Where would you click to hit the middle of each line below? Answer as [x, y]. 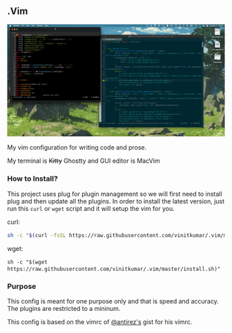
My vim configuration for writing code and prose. [77, 148]
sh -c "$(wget [28, 262]
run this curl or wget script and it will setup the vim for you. [91, 208]
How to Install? [33, 179]
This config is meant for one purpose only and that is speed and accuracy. [113, 301]
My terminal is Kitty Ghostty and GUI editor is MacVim [84, 161]
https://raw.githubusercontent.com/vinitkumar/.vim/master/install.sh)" [114, 269]
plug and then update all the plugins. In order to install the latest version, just [116, 201]
